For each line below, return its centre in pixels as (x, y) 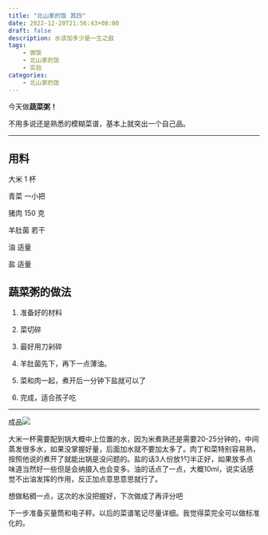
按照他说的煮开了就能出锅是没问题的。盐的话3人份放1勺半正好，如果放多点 (131, 459)
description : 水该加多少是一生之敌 (61, 38)
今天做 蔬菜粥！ (33, 106)
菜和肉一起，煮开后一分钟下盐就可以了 (83, 381)
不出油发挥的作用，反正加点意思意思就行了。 (88, 479)
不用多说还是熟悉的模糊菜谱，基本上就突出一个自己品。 (99, 123)
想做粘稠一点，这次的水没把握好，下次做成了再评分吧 (96, 496)
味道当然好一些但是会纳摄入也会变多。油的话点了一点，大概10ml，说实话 (128, 469)
